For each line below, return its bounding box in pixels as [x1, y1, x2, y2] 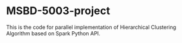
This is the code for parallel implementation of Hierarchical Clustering [6, 24, 177, 31]
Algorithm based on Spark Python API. [6, 29, 101, 37]
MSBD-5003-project [6, 4, 111, 18]
